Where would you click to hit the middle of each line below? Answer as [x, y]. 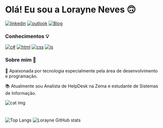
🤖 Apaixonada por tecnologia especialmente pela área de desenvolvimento [81, 70]
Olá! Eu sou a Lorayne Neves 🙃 [71, 10]
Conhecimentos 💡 [27, 36]
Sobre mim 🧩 [21, 60]
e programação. [22, 76]
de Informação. [21, 93]
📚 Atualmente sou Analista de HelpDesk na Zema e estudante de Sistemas [82, 86]
